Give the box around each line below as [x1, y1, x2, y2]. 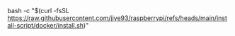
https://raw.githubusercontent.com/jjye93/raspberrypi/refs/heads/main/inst [7, 14, 228, 22]
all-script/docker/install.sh [7, 21, 84, 29]
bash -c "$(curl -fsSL [7, 7, 69, 15]
